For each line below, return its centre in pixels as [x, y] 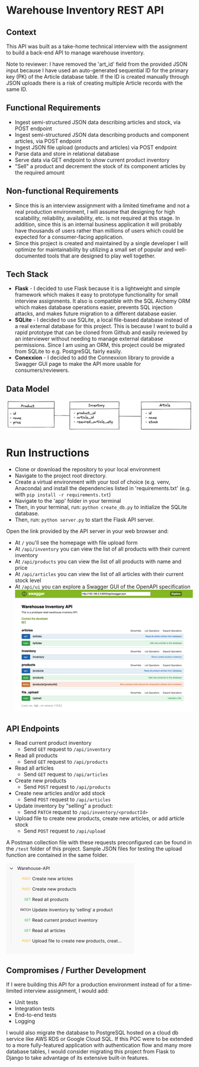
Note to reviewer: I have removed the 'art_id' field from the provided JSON [97, 64]
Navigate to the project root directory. [61, 475]
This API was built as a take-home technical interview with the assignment [97, 46]
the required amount [40, 172]
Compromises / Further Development [76, 970]
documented [30, 256]
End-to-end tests [36, 1015]
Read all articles [34, 768]
